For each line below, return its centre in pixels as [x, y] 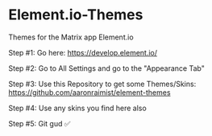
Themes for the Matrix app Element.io [71, 37]
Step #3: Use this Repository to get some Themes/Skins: [102, 84]
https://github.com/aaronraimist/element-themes [89, 92]
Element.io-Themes [76, 15]
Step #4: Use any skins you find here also [77, 108]
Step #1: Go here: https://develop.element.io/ [83, 52]
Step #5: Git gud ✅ [39, 123]
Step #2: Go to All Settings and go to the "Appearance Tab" [107, 68]
